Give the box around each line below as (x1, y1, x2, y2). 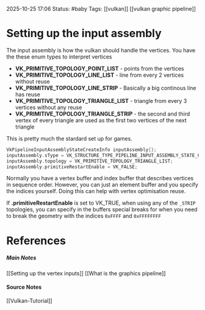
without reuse (15, 77, 50, 85)
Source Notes (6, 283, 42, 291)
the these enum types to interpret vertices (6, 53, 112, 60)
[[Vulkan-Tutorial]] (6, 297, 53, 304)
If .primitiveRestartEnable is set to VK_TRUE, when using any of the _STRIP (6, 199, 196, 206)
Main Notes (6, 254, 37, 261)
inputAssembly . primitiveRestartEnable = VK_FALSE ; (6, 164, 138, 170)
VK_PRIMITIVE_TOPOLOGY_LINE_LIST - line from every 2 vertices (15, 71, 184, 79)
